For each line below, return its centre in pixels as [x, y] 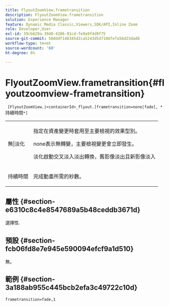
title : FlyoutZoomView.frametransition [48, 10]
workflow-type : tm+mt [28, 43]
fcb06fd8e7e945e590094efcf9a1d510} [69, 249]
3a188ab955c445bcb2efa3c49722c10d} [71, 288]
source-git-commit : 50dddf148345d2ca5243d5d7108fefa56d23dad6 [73, 39]
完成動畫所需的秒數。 [59, 177]
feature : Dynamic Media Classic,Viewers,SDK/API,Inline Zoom [72, 24]
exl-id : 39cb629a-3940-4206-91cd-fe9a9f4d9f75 [55, 34]
